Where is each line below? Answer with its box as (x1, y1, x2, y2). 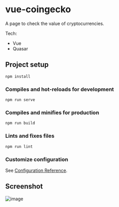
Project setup (5, 60, 49, 69)
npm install (5, 74, 31, 79)
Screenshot (5, 182, 43, 191)
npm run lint (5, 144, 33, 149)
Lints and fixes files (5, 133, 55, 140)
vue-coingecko (5, 4, 71, 15)
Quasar (12, 45, 28, 51)
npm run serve (5, 97, 36, 102)
